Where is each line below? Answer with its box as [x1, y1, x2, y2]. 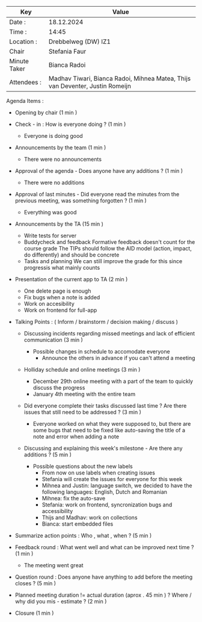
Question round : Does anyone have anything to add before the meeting [14, 573, 193, 580]
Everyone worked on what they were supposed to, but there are [32, 420, 191, 427]
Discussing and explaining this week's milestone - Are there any [23, 445, 183, 452]
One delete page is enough [23, 287, 91, 294]
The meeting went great [23, 562, 84, 568]
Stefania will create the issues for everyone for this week [41, 476, 183, 482]
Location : [9, 37, 37, 46]
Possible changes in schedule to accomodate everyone [32, 348, 170, 355]
